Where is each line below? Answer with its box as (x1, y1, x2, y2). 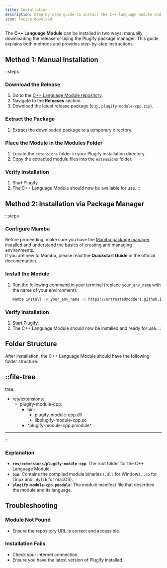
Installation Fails (5, 540, 46, 547)
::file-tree (5, 373, 36, 381)
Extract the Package (5, 115, 55, 122)
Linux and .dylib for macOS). (12, 476, 74, 482)
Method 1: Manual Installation (5, 55, 98, 64)
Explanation (5, 449, 35, 456)
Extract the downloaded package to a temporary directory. (12, 127, 133, 133)
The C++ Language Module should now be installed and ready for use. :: (12, 325, 162, 331)
